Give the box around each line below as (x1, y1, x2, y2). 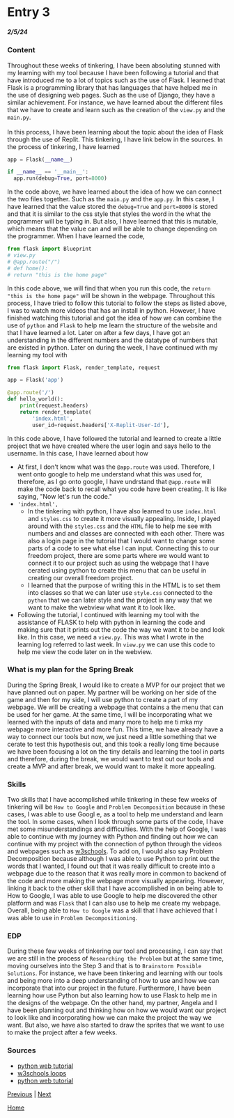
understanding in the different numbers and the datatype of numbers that (7, 336, 218, 344)
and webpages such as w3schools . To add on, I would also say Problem (7, 847, 214, 855)
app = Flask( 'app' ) (7, 377, 64, 384)
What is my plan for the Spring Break (7, 665, 134, 674)
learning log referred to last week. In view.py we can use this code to (17, 640, 215, 649)
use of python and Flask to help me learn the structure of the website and (7, 321, 218, 329)
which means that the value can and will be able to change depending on (7, 224, 217, 233)
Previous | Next (7, 1089, 52, 1098)
